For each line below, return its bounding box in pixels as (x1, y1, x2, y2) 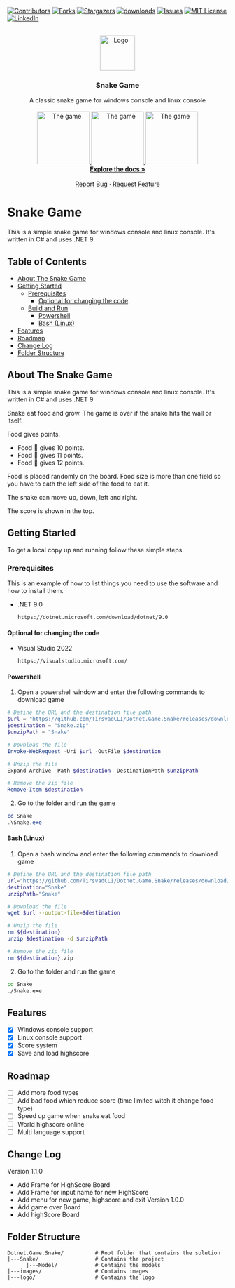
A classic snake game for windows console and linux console (29, 96, 206, 105)
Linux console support (17, 1033, 83, 1042)
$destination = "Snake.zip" (7, 722, 90, 729)
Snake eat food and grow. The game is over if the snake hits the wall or (7, 409, 212, 417)
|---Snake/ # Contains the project (7, 1256, 164, 1263)
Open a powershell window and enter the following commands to (17, 688, 205, 696)
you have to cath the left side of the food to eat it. (7, 479, 150, 488)
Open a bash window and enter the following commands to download (17, 850, 218, 858)
